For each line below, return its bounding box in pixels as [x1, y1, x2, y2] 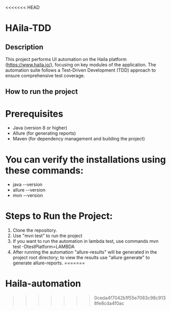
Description [5, 43, 43, 51]
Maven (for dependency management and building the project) [12, 136, 145, 142]
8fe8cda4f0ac [94, 300, 125, 306]
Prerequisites [5, 108, 64, 119]
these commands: [5, 164, 84, 176]
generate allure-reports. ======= [12, 260, 85, 266]
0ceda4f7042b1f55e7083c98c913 [94, 295, 166, 301]
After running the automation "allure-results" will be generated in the [12, 249, 157, 255]
